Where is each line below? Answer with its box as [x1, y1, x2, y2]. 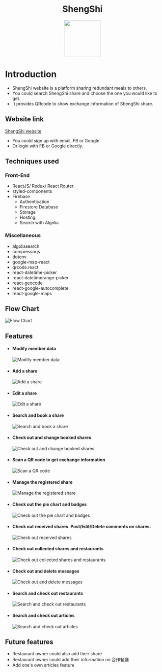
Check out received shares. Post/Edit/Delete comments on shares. [12, 524, 151, 530]
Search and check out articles [12, 612, 75, 618]
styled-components [12, 188, 53, 194]
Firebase [12, 194, 30, 200]
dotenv [12, 254, 27, 260]
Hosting [19, 214, 36, 220]
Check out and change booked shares [12, 435, 92, 440]
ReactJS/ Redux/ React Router [12, 183, 74, 189]
